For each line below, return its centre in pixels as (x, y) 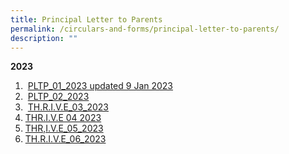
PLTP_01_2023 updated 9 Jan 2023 (100, 86)
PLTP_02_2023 (58, 97)
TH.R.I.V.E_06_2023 (65, 139)
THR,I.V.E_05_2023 (64, 128)
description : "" (44, 38)
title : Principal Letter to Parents (86, 19)
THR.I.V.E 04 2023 (63, 118)
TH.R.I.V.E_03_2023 (68, 107)
